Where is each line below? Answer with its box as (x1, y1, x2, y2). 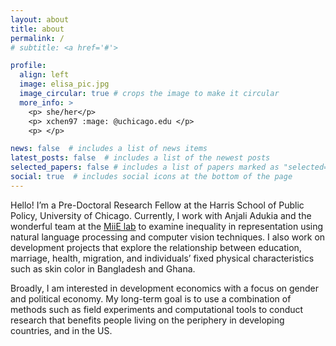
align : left (19, 70, 70, 80)
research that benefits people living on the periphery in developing (10, 314, 285, 326)
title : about (10, 24, 65, 34)
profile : (10, 61, 47, 71)
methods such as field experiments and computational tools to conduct (10, 303, 304, 315)
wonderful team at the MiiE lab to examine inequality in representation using (10, 220, 324, 232)
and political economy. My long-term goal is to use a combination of (10, 292, 292, 305)
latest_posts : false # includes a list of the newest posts (10, 153, 271, 163)
